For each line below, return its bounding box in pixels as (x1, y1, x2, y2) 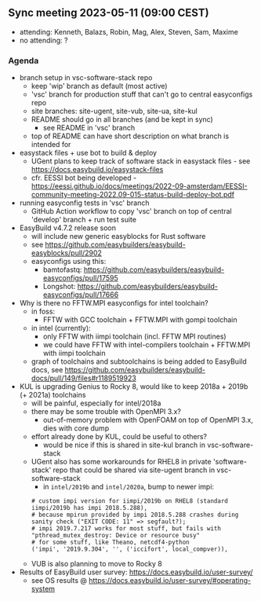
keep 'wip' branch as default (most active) (31, 82, 168, 91)
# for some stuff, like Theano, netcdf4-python (31, 538, 190, 547)
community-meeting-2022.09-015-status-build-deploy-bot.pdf (31, 190, 235, 200)
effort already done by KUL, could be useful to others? (31, 432, 208, 442)
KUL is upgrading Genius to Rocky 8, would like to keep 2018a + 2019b (19, 382, 248, 391)
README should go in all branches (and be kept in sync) (31, 115, 213, 124)
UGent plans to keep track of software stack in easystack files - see (31, 156, 251, 166)
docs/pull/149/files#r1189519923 (31, 373, 137, 383)
